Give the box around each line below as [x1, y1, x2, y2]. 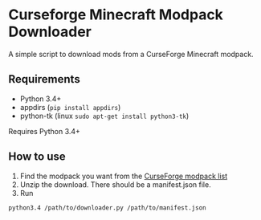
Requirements [8, 72, 80, 86]
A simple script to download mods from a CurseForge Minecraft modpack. [8, 49, 255, 59]
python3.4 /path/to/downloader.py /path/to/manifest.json [8, 203, 206, 212]
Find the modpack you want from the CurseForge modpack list [19, 171, 228, 181]
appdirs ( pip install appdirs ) [19, 102, 121, 112]
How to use [8, 150, 66, 164]
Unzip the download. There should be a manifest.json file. [19, 179, 211, 189]
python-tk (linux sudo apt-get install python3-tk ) [19, 111, 190, 120]
